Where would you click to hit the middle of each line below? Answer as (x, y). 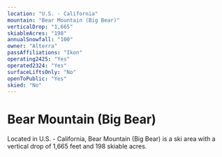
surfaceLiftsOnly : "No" (42, 72)
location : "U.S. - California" (53, 14)
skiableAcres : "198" (37, 33)
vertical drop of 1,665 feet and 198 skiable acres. (77, 147)
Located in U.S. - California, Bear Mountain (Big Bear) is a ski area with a (111, 139)
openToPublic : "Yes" (37, 78)
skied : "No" (24, 85)
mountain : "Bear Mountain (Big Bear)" (64, 20)
